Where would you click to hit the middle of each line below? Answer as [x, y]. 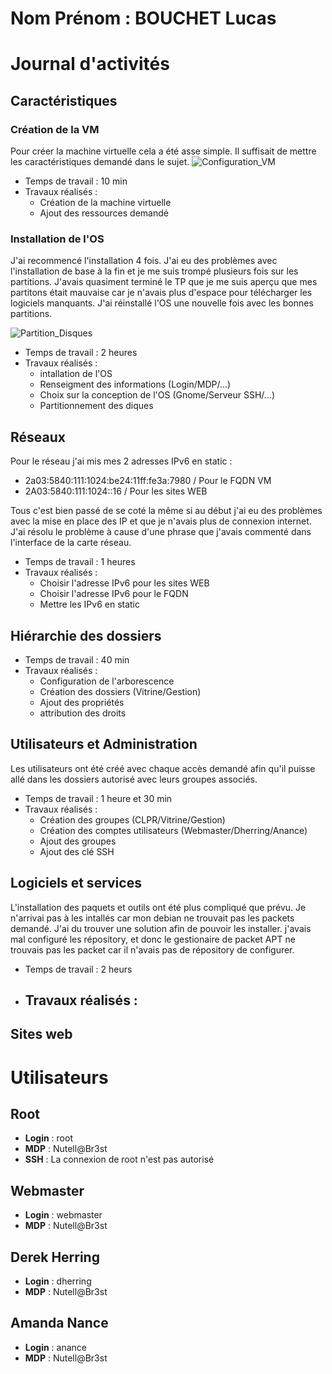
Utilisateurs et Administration [104, 744]
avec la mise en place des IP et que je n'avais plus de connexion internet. [161, 521]
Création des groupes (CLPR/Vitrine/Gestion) [132, 819]
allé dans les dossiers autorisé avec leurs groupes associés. [134, 779]
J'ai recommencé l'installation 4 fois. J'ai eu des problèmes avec [144, 261]
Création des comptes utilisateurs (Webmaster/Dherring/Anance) [173, 830]
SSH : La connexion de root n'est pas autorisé [119, 1159]
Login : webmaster [63, 1215]
